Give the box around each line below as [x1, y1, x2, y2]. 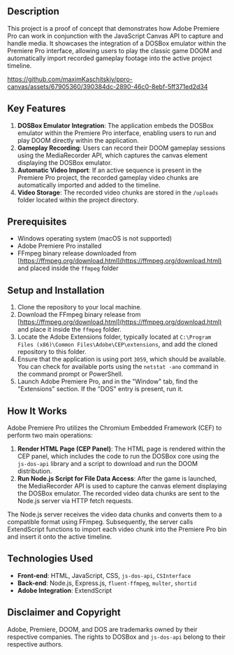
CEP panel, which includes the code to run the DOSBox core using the [17, 452, 219, 460]
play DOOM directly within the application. [17, 136, 140, 144]
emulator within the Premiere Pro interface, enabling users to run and [17, 129, 217, 137]
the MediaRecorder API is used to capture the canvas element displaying [17, 482, 227, 491]
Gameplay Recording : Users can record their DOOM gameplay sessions [17, 143, 226, 152]
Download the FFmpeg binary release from [17, 311, 141, 319]
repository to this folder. [17, 348, 87, 356]
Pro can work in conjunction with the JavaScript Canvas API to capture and [7, 31, 224, 40]
